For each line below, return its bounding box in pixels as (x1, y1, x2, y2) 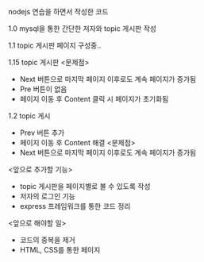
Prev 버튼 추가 (19, 128, 65, 137)
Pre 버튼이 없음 (19, 84, 67, 94)
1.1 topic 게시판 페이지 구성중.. (8, 40, 102, 50)
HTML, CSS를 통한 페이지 (19, 245, 101, 254)
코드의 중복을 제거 (19, 235, 75, 245)
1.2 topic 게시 (8, 111, 51, 121)
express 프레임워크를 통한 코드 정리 (19, 202, 131, 210)
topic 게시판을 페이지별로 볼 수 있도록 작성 (19, 182, 151, 191)
